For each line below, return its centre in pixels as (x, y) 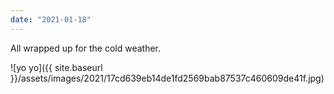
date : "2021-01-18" (51, 19)
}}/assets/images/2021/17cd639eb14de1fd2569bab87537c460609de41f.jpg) (167, 78)
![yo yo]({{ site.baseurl (56, 67)
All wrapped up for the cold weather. (86, 48)
